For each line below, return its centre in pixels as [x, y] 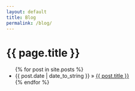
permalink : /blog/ [29, 23]
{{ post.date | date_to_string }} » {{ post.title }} [72, 76]
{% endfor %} [32, 83]
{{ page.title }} [43, 53]
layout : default [26, 12]
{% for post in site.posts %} [49, 69]
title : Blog [21, 17]
